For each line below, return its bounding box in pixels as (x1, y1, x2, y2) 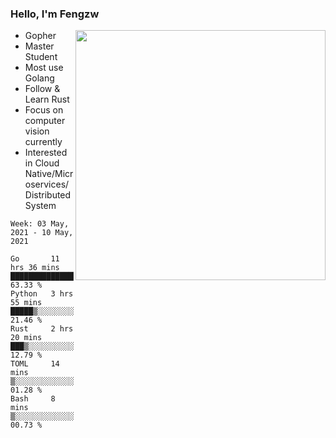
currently (24, 136, 63, 148)
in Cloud (24, 157, 60, 169)
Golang (24, 72, 55, 84)
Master (24, 40, 55, 52)
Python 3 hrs (10, 289, 74, 299)
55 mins (10, 298, 43, 308)
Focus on (24, 104, 64, 116)
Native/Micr (24, 168, 74, 180)
